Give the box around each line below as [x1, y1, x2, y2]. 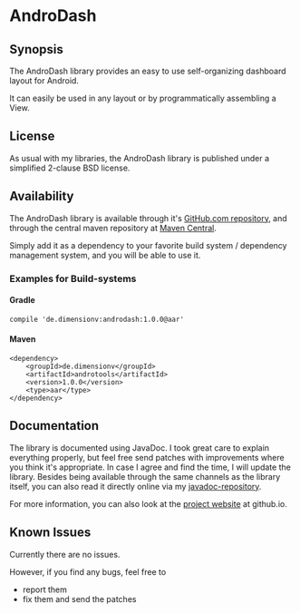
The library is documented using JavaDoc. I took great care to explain [9, 442, 270, 453]
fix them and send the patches [22, 593, 137, 604]
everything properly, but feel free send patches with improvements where [9, 452, 285, 462]
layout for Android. [9, 75, 80, 86]
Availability [9, 189, 74, 204]
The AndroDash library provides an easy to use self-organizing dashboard [9, 65, 287, 76]
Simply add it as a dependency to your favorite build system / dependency [9, 239, 287, 250]
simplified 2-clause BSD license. [9, 162, 131, 173]
